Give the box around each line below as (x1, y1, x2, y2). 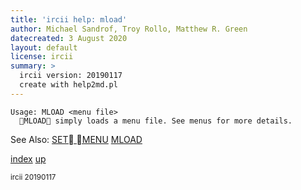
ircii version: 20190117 (19, 71, 123, 81)
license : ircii (10, 52, 74, 62)
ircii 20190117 (10, 172, 57, 182)
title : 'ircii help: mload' (10, 14, 128, 25)
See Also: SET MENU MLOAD (10, 133, 143, 145)
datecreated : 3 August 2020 (10, 33, 128, 43)
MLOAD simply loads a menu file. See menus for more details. (19, 116, 293, 126)
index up (10, 152, 47, 165)
